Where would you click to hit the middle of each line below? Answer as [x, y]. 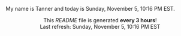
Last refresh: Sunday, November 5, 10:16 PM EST [100, 27]
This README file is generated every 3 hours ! [100, 20]
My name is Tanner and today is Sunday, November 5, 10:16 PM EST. [90, 9]
